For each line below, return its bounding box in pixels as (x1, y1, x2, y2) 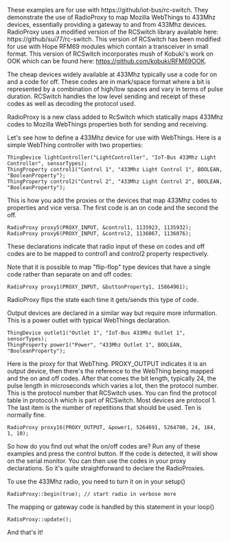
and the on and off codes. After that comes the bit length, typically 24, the (7, 374, 216, 382)
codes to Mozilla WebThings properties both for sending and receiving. (7, 120, 208, 128)
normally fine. (7, 411, 46, 419)
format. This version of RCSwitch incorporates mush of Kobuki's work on (7, 50, 214, 58)
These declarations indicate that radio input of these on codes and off (7, 242, 205, 250)
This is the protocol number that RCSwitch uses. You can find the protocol (7, 389, 217, 397)
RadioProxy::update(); (7, 516, 72, 523)
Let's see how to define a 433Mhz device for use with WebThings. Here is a (7, 133, 222, 142)
